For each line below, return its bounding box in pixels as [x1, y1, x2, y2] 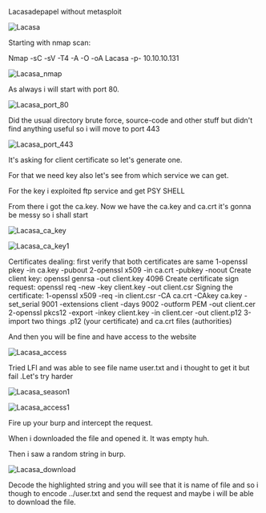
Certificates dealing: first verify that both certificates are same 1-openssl [8, 256, 248, 266]
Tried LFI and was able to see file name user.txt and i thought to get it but [8, 363, 250, 372]
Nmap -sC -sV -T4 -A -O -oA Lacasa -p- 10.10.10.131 [8, 54, 179, 63]
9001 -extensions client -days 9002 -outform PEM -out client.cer [41, 300, 256, 309]
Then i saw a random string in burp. [8, 449, 127, 458]
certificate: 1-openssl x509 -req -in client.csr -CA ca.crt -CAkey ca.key [8, 291, 243, 300]
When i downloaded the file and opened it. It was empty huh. [8, 434, 210, 443]
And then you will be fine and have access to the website [8, 332, 197, 341]
